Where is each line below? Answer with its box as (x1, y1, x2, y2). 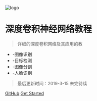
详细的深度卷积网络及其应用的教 (17, 41, 83, 47)
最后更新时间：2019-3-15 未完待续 (17, 80, 88, 86)
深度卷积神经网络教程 (5, 24, 93, 35)
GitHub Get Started (5, 90, 44, 96)
